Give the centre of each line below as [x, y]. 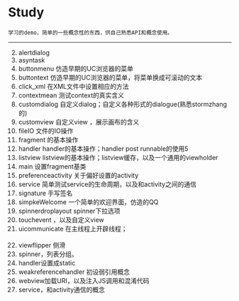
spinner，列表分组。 [48, 254]
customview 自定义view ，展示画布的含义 [79, 122]
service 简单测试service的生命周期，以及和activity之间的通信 [107, 184]
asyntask [32, 60]
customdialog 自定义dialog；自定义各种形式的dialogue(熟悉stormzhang [123, 104]
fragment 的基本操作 [48, 139]
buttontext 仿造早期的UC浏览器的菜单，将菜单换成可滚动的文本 [110, 77]
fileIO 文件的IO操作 [46, 131]
